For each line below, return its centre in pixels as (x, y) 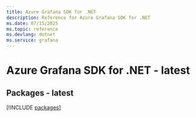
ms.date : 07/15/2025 (32, 23)
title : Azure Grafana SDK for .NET (51, 12)
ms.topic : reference (32, 29)
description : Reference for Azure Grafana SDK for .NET (78, 18)
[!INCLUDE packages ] (34, 108)
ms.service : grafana (32, 40)
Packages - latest (40, 93)
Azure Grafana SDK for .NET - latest (98, 70)
